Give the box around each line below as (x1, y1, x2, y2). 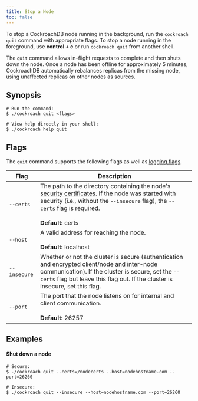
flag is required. (57, 204, 100, 212)
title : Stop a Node (6, 8, 54, 15)
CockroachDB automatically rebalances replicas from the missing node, (6, 67, 180, 74)
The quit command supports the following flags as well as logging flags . (6, 158, 183, 165)
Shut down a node (6, 350, 52, 357)
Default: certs (40, 219, 79, 227)
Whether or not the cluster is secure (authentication (40, 253, 183, 261)
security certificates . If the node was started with (40, 189, 176, 198)
